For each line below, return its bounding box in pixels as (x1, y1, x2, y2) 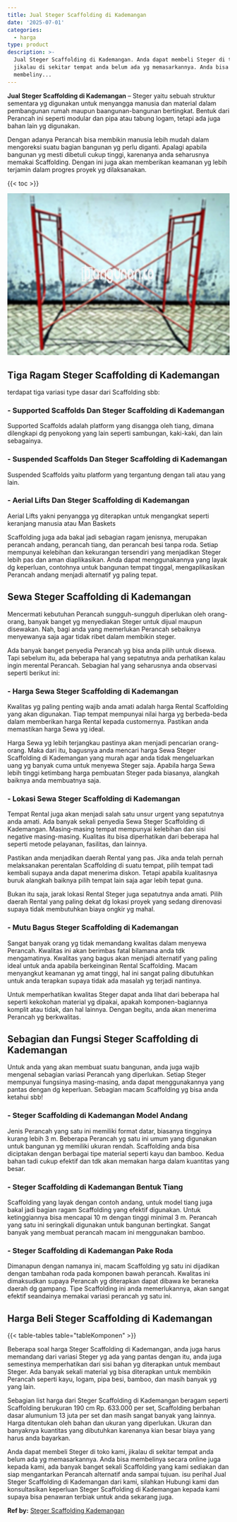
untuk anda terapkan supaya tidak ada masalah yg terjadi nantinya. (7, 976, 202, 985)
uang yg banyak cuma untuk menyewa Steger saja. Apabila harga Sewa (7, 761, 215, 769)
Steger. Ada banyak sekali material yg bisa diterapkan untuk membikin (7, 1368, 212, 1376)
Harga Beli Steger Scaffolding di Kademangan (7, 1313, 213, 1325)
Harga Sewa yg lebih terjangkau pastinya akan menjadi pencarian (7, 738, 197, 746)
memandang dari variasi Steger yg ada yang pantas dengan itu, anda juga (7, 1352, 222, 1361)
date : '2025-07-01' (7, 18, 65, 26)
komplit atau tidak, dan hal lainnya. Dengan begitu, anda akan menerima (7, 1005, 217, 1013)
